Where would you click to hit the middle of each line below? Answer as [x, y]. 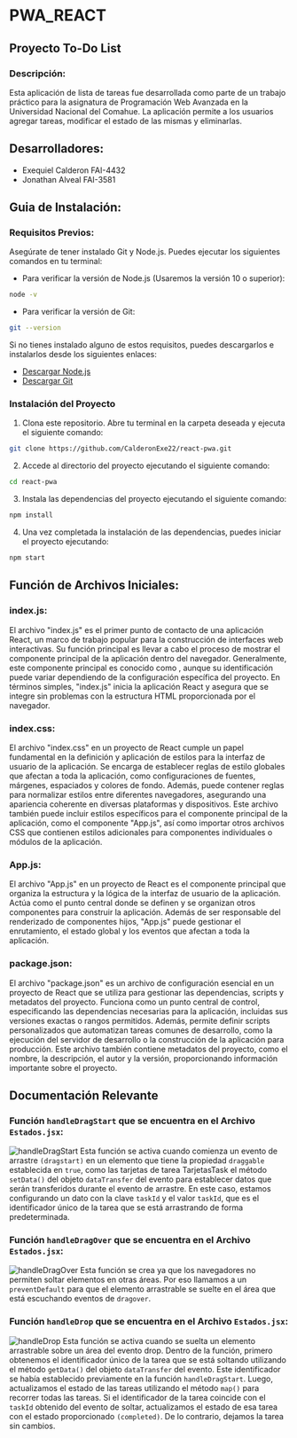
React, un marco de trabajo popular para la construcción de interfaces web [146, 639]
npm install [31, 515]
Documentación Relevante [84, 1095]
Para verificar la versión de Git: [78, 312]
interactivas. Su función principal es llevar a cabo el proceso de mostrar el [145, 649]
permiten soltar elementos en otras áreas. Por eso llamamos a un [128, 1280]
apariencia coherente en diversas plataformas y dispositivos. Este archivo [144, 804]
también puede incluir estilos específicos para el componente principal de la [148, 813]
